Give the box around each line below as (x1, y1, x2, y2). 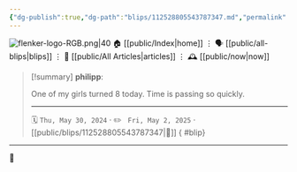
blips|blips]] (9, 50, 53, 62)
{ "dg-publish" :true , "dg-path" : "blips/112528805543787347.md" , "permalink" (9, 12, 287, 22)
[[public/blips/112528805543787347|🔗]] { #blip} (30, 127, 206, 138)
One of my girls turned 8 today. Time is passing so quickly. (30, 88, 246, 99)
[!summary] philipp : (30, 71, 104, 82)
